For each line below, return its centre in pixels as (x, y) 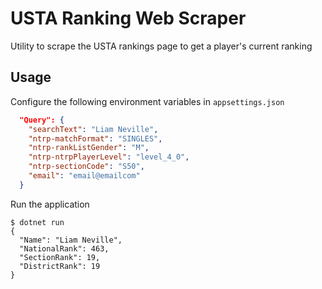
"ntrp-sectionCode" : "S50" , (86, 167)
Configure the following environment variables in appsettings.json (147, 101)
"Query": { (42, 120)
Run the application (50, 204)
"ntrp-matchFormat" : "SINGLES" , (95, 138)
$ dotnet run (37, 222)
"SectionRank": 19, (60, 257)
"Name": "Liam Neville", (71, 240)
